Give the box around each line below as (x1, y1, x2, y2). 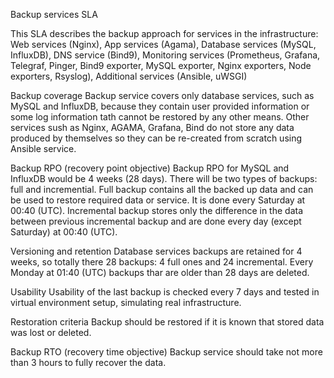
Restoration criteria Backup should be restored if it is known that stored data (10, 316, 325, 328)
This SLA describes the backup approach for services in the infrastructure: (10, 28, 319, 39)
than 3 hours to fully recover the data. (10, 357, 167, 368)
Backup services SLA (10, 9, 98, 20)
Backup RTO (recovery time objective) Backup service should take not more (10, 346, 323, 358)
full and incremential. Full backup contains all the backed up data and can (10, 184, 314, 195)
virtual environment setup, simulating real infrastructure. (10, 297, 242, 308)
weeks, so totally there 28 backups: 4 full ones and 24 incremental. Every (10, 256, 314, 268)
